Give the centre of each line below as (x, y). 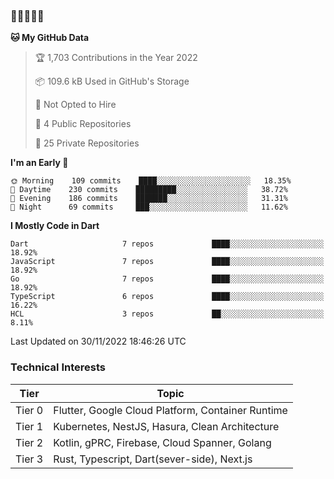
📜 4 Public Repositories (83, 124)
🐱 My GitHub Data (50, 38)
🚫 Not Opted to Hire (75, 105)
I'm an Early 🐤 (39, 163)
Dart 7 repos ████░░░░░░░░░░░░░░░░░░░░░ (167, 244)
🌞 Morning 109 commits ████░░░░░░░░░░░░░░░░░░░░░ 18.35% (151, 181)
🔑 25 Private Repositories (87, 143)
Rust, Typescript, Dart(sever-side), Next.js (153, 459)
